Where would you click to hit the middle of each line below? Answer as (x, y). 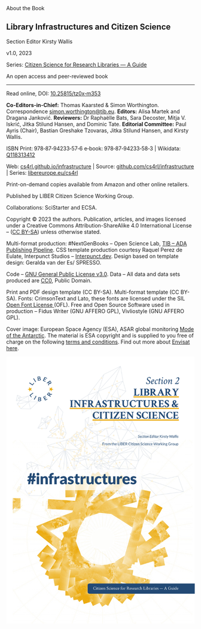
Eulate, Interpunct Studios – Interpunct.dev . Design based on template (92, 256)
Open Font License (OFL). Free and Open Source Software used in (88, 305)
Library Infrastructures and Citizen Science (89, 27)
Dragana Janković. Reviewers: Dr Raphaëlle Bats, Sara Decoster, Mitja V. (96, 117)
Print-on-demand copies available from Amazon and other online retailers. (98, 184)
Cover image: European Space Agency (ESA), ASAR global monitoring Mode (100, 329)
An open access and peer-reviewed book (57, 76)
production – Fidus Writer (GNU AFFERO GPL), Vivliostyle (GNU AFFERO (95, 311)
